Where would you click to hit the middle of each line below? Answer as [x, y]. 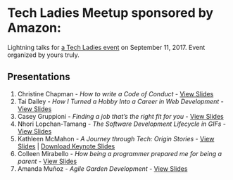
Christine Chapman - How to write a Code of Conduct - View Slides [115, 94]
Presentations [39, 77]
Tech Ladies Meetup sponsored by [110, 13]
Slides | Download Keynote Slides [66, 146]
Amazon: [34, 28]
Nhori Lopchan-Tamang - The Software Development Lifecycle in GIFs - [122, 124]
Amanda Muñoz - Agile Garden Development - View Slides [102, 168]
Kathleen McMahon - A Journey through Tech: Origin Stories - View [116, 139]
